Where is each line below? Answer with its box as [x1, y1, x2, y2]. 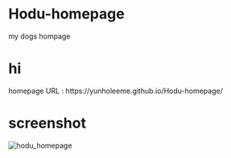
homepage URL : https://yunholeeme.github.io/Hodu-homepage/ [8, 86, 223, 95]
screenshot [8, 114, 87, 132]
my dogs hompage [8, 31, 71, 41]
